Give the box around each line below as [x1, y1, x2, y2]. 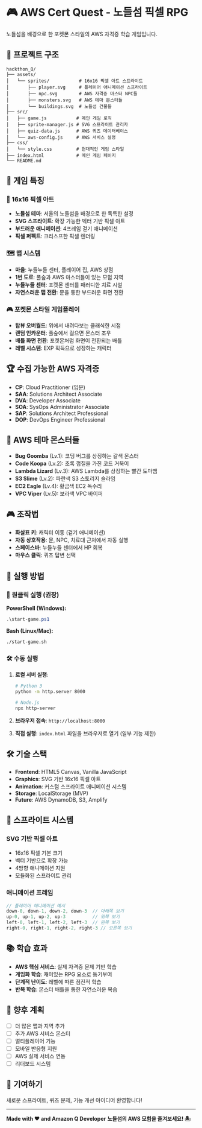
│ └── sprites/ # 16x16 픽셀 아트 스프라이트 [6, 78, 143, 84]
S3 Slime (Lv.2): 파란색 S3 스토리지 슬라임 [14, 475, 116, 482]
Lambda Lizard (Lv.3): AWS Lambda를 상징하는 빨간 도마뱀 [14, 467, 158, 474]
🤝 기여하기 [6, 1079, 43, 1089]
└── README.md [6, 157, 42, 163]
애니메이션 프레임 [6, 889, 54, 897]
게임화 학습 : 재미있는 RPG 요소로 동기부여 [14, 971, 112, 978]
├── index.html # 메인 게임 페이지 [6, 152, 116, 159]
